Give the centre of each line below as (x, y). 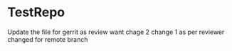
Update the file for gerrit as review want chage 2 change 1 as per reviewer (116, 32)
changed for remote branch (48, 39)
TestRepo (36, 12)
